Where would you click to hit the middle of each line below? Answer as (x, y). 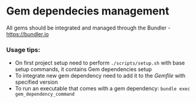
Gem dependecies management (88, 11)
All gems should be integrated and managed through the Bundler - (88, 28)
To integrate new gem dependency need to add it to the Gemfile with (100, 76)
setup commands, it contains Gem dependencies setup (83, 69)
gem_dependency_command (45, 95)
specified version (36, 82)
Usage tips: (23, 49)
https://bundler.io (28, 34)
